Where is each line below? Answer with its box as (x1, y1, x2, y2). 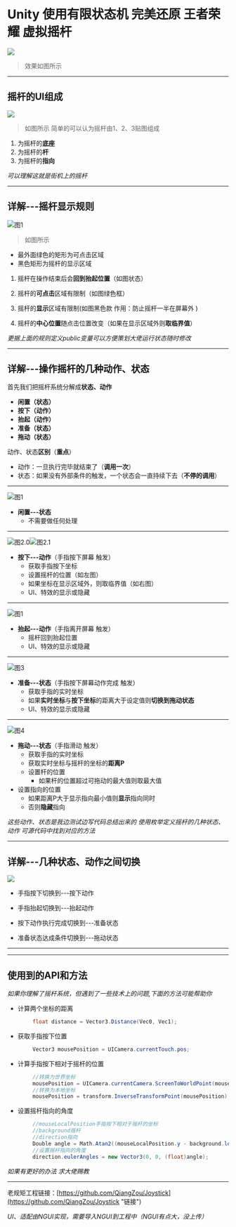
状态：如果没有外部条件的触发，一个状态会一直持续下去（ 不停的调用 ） (17, 471, 221, 480)
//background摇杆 (32, 1127, 81, 1134)
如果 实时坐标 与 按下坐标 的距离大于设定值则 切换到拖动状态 (27, 696, 195, 704)
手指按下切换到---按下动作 (17, 889, 95, 898)
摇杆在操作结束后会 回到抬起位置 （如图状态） (17, 274, 147, 282)
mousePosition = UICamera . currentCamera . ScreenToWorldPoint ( (32, 1080, 216, 1087)
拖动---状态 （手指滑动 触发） (17, 742, 103, 750)
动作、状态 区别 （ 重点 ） (7, 447, 75, 457)
